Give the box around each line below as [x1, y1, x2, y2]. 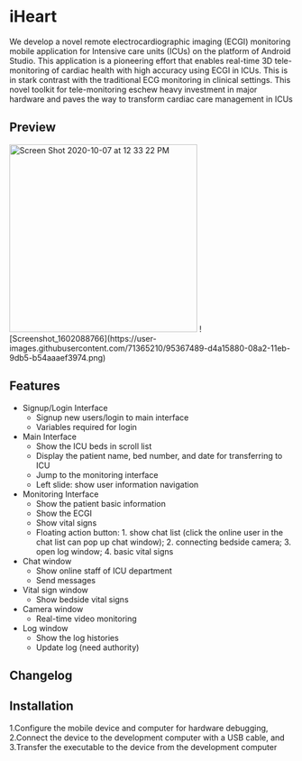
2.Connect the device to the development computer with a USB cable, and [9, 732, 286, 743]
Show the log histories [35, 632, 119, 643]
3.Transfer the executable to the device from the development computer [9, 741, 278, 752]
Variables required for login [35, 421, 138, 432]
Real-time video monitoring [35, 613, 137, 624]
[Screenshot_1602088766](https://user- [9, 333, 157, 344]
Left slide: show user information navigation [35, 479, 199, 490]
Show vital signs [35, 517, 97, 528]
